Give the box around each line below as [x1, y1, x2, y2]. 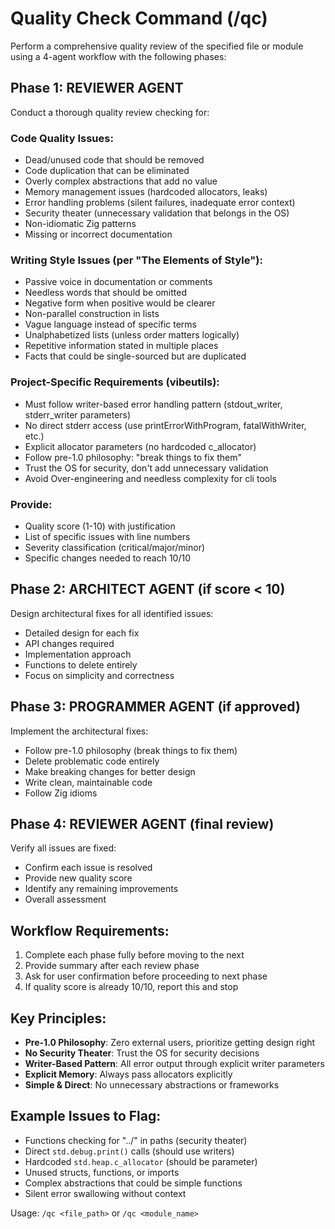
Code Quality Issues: [10, 131, 114, 145]
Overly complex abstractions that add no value [24, 175, 218, 187]
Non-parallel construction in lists [24, 308, 160, 320]
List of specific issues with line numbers [24, 530, 191, 542]
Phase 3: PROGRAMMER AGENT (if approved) [10, 698, 301, 716]
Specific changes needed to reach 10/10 [24, 552, 192, 564]
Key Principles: [10, 1010, 107, 1027]
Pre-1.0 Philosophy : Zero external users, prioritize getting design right [24, 1037, 316, 1048]
